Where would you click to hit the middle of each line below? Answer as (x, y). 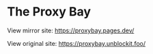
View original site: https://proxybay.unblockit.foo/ (76, 43)
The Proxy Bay (49, 12)
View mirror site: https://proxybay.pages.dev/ (71, 30)
